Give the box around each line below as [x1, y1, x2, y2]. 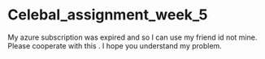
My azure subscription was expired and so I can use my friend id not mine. [7, 32, 258, 42]
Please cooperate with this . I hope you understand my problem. [7, 40, 223, 50]
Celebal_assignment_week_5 [7, 6, 208, 24]
